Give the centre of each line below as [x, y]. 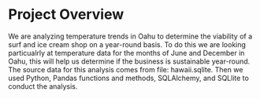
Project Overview [66, 15]
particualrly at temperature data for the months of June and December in [126, 53]
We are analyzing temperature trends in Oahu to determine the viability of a [130, 36]
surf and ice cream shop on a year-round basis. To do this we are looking [127, 44]
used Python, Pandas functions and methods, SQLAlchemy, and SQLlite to [129, 78]
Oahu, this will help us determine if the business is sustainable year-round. [129, 61]
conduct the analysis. [43, 86]
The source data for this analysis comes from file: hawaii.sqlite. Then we [126, 69]
